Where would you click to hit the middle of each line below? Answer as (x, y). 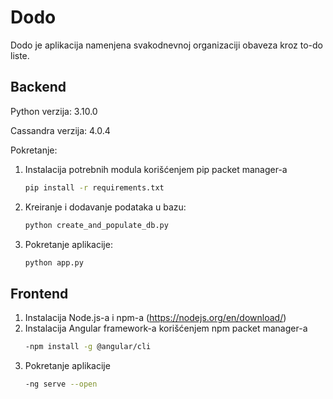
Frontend (39, 293)
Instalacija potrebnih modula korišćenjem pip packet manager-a (156, 169)
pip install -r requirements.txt (94, 187)
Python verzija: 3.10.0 (54, 111)
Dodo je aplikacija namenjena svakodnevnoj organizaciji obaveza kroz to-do (167, 45)
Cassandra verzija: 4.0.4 (60, 130)
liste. (20, 55)
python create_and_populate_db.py (96, 225)
